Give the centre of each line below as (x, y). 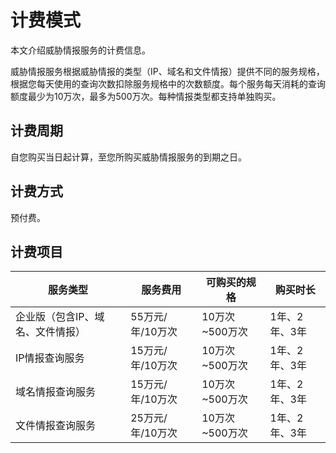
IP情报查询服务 (50, 358)
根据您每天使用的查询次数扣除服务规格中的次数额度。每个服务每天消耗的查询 (168, 83)
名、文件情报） (51, 332)
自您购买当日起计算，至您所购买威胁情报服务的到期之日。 (128, 157)
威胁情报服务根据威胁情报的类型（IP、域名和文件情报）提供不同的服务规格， (167, 71)
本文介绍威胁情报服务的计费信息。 (80, 50)
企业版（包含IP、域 (60, 317)
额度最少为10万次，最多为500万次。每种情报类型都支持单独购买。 (146, 96)
